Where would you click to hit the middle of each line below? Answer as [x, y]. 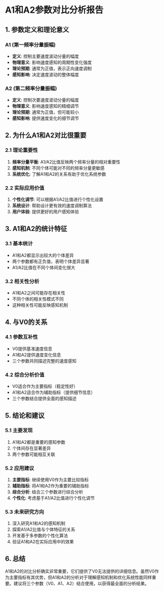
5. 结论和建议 [25, 415]
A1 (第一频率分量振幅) [31, 44]
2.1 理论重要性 [21, 150]
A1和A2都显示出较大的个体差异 [43, 255]
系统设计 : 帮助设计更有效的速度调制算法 [52, 206]
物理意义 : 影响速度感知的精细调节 [45, 106]
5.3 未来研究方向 [25, 512]
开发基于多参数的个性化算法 [40, 536]
